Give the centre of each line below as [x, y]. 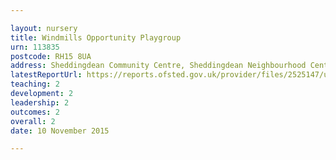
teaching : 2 [35, 84]
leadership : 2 [40, 102]
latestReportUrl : [46, 75]
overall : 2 [33, 121]
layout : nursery [44, 28]
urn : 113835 [35, 47]
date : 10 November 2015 [60, 131]
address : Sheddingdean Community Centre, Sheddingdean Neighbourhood [158, 66]
